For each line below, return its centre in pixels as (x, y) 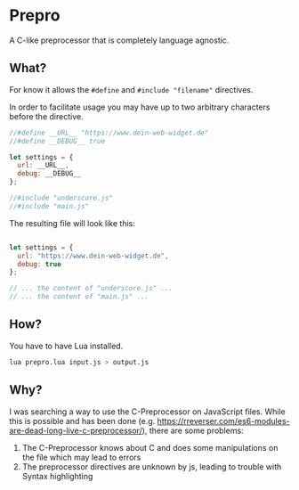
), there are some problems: (193, 430)
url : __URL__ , (43, 166)
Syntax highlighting (57, 476)
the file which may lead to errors (81, 457)
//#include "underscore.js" (61, 198)
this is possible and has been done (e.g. (82, 421)
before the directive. (46, 116)
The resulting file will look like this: (72, 223)
